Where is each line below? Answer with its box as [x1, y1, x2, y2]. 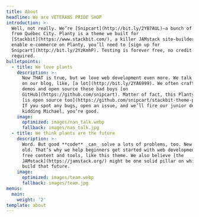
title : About [6, 8, 38, 15]
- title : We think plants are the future [11, 130, 115, 137]
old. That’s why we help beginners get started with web [21, 147, 166, 153]
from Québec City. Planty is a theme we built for [11, 31, 139, 37]
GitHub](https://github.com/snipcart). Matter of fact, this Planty [21, 92, 195, 98]
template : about [6, 202, 46, 208]
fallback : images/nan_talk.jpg [21, 125, 99, 131]
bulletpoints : [6, 58, 41, 64]
